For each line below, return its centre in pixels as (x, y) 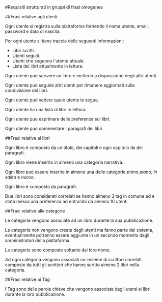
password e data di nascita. (33, 31)
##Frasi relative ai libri (27, 138)
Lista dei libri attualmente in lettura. (48, 66)
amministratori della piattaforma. (38, 240)
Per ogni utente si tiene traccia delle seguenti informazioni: (65, 41)
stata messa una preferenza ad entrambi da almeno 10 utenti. (67, 201)
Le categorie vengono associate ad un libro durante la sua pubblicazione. (79, 220)
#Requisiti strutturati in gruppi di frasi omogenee (54, 7)
